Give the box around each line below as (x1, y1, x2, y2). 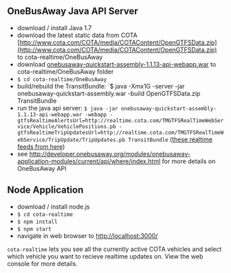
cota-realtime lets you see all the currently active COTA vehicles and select (7, 245, 222, 253)
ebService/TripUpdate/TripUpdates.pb (16, 136, 126, 143)
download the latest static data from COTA (16, 31, 137, 39)
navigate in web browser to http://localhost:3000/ (16, 231, 158, 239)
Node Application (7, 185, 84, 196)
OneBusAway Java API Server (7, 5, 139, 17)
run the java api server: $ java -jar (16, 104, 118, 112)
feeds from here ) (16, 142, 65, 150)
